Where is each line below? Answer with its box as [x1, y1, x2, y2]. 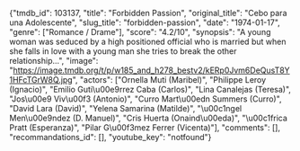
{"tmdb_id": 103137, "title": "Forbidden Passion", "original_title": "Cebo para [9, 8, 287, 18]
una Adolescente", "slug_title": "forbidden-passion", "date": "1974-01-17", [9, 17, 280, 28]
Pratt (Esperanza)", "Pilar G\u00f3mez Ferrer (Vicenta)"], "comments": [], [9, 122, 281, 133]
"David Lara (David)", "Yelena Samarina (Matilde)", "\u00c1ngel [9, 103, 243, 113]
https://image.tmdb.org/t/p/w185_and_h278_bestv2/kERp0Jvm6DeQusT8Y [13, 65, 290, 75]
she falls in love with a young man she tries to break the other [9, 46, 237, 57]
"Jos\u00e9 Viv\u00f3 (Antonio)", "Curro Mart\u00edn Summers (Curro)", [9, 93, 282, 104]
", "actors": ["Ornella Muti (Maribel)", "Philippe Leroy [72, 75, 267, 84]
